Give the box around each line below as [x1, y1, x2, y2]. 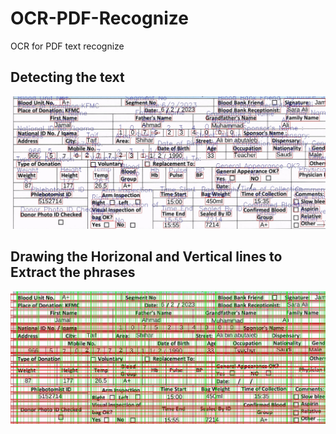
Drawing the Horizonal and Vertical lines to [10, 248, 283, 266]
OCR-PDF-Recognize [10, 7, 189, 30]
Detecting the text [10, 69, 125, 86]
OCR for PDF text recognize [10, 40, 125, 52]
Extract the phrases [10, 264, 136, 281]
